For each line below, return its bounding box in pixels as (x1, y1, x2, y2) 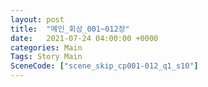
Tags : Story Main (10, 52, 83, 62)
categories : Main (10, 42, 83, 53)
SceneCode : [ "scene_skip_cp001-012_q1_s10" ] (10, 61, 199, 71)
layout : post (10, 14, 65, 25)
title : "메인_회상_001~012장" (10, 24, 130, 34)
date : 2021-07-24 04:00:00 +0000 (10, 33, 159, 43)
